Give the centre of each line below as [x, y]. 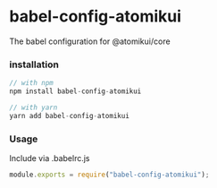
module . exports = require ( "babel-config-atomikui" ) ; [109, 175]
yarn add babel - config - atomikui [69, 115]
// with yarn [33, 107]
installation [34, 64]
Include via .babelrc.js [50, 158]
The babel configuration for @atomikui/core [90, 41]
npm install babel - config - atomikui [75, 91]
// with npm [31, 83]
